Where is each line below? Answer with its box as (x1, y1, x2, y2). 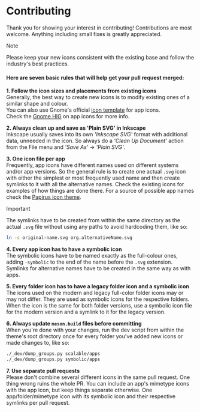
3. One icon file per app (6, 155, 66, 163)
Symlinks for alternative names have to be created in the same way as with (6, 265, 191, 272)
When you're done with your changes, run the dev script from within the (6, 326, 184, 334)
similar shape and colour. (6, 100, 68, 108)
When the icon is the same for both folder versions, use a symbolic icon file (6, 302, 193, 309)
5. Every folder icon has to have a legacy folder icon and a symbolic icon (6, 283, 190, 290)
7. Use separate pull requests (6, 367, 80, 374)
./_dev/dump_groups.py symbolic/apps (6, 356, 101, 362)
